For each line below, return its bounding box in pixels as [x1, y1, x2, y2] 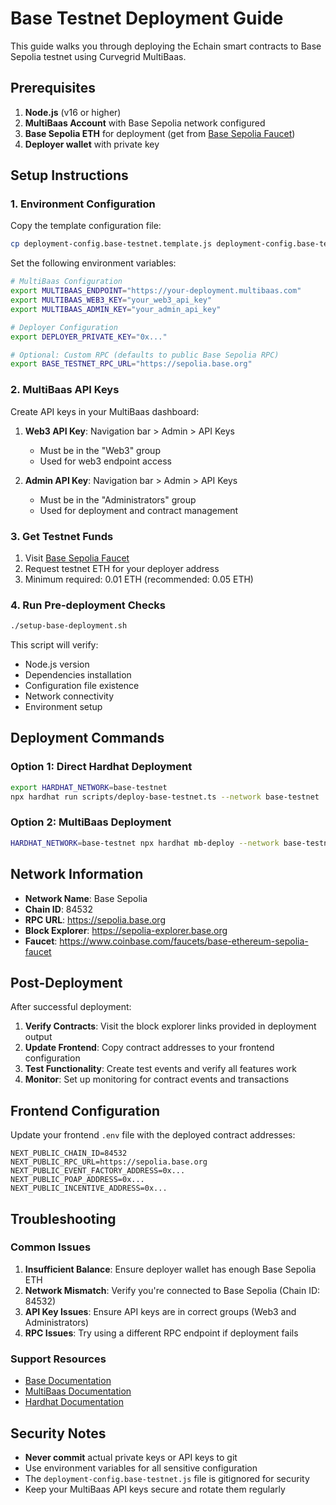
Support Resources [10, 1352, 107, 1366]
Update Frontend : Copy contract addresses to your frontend [24, 1042, 275, 1054]
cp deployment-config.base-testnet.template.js [10, 239, 213, 249]
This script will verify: [10, 639, 99, 651]
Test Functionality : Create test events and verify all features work [24, 1063, 297, 1075]
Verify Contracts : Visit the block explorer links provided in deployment [24, 1020, 317, 1032]
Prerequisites [10, 80, 96, 97]
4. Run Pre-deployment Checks [10, 598, 167, 612]
